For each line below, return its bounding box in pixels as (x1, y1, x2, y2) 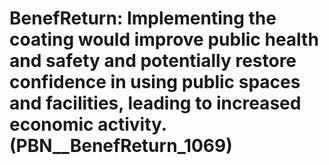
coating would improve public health (9, 28, 319, 51)
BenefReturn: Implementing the (9, 7, 277, 30)
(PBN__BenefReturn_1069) (9, 135, 233, 157)
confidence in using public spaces (9, 71, 301, 94)
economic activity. (9, 113, 167, 136)
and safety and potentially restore (9, 50, 297, 72)
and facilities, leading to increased (9, 92, 302, 115)
